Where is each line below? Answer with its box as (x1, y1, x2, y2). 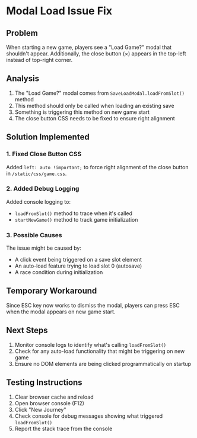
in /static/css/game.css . (6, 170, 67, 177)
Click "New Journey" (14, 406, 66, 413)
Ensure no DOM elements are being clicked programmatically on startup (14, 360, 192, 367)
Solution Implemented (6, 132, 90, 142)
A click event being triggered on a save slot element (14, 256, 142, 263)
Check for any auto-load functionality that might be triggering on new (14, 347, 185, 355)
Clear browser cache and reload (14, 393, 94, 400)
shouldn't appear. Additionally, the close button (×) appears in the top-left (6, 50, 186, 57)
